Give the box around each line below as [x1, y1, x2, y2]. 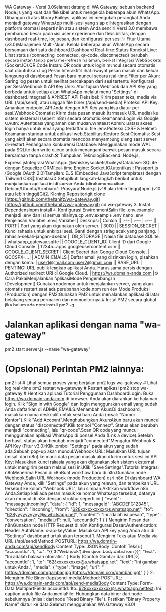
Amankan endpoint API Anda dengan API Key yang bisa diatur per [5, 105, 140, 111]
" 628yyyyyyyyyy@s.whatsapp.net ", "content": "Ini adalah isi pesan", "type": [5, 511, 161, 517]
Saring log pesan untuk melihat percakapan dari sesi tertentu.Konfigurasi [5, 78, 155, 84]
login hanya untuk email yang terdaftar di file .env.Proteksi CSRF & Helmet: [5, 126, 158, 131]
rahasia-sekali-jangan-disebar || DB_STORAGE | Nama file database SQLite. [5, 233, 160, 239]
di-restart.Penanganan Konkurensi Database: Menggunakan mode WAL [5, 141, 151, 147]
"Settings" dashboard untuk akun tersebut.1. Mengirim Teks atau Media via [5, 533, 158, 539]
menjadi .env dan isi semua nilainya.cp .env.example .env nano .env [5, 212, 144, 218]
